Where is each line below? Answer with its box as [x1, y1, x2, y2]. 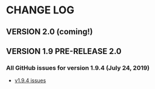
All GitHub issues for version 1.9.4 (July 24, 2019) [6, 63, 150, 72]
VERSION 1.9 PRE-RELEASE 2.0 [6, 46, 122, 56]
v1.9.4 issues [14, 77, 46, 84]
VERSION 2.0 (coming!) [6, 27, 94, 37]
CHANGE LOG [6, 3, 75, 17]
